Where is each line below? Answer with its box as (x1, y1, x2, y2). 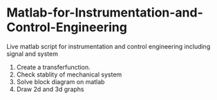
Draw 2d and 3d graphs (16, 85, 84, 93)
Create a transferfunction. (16, 63, 91, 71)
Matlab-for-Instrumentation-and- (6, 5, 203, 21)
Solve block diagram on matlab (16, 77, 105, 86)
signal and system (6, 50, 58, 58)
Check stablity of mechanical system (16, 70, 122, 79)
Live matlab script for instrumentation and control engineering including (6, 42, 211, 50)
